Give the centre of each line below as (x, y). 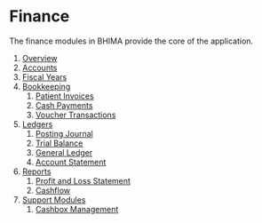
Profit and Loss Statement (83, 180)
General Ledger (64, 152)
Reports (36, 171)
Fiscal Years (44, 76)
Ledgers (37, 124)
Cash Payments (64, 105)
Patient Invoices (65, 96)
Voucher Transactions (75, 115)
